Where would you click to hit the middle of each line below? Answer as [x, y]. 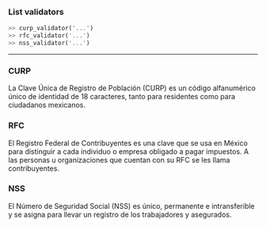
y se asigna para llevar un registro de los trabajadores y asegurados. [120, 214]
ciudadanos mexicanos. [47, 105]
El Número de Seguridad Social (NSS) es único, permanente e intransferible [131, 206]
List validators [36, 12]
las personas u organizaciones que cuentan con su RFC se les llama [119, 160]
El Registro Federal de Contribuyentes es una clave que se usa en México [128, 143]
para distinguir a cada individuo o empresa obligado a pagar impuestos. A [129, 151]
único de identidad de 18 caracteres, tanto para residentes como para [122, 97]
